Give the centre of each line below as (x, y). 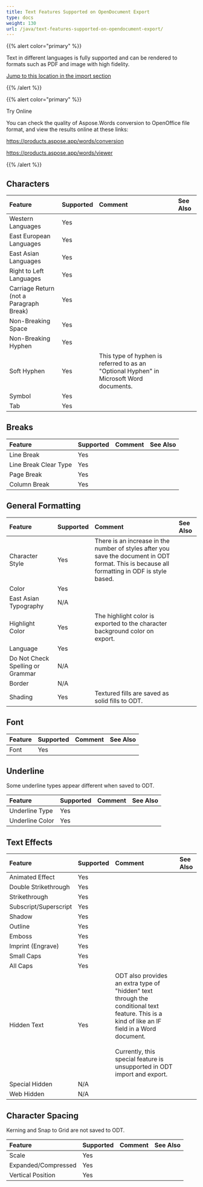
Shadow (21, 916)
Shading (21, 697)
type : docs (20, 18)
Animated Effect (32, 877)
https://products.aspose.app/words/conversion (65, 141)
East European (30, 236)
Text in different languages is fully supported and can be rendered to (92, 58)
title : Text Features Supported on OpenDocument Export (78, 12)
